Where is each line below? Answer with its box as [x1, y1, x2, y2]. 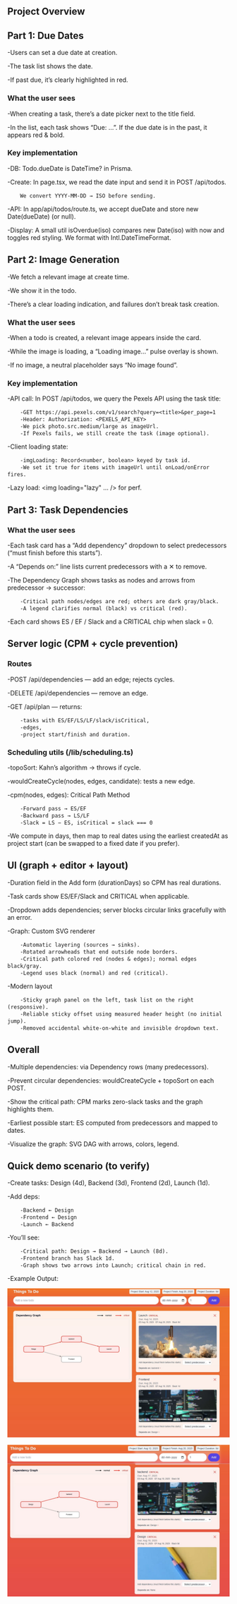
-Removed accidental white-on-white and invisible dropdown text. [20, 1024, 219, 1032]
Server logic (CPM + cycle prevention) [7, 638, 178, 650]
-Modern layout [7, 982, 53, 990]
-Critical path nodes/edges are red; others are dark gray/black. [20, 597, 219, 605]
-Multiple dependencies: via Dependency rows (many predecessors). [7, 1062, 209, 1071]
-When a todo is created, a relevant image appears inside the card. [7, 333, 202, 341]
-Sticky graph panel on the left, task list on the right [20, 996, 194, 1004]
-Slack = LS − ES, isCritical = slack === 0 [20, 819, 153, 826]
